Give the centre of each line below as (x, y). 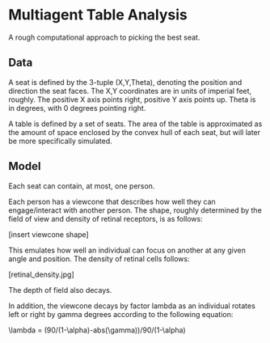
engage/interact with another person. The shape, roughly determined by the (135, 210)
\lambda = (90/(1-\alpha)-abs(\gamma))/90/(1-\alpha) (97, 330)
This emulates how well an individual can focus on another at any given (127, 250)
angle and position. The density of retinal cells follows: (99, 258)
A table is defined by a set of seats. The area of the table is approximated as (135, 124)
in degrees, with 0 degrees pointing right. (77, 108)
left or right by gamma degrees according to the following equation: (121, 314)
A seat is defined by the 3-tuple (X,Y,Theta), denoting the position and (125, 82)
